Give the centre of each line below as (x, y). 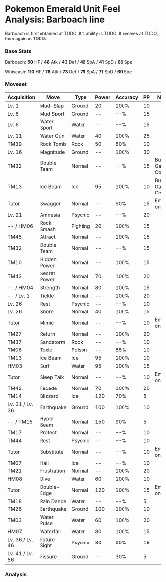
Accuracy (127, 97)
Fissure (48, 556)
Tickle (47, 296)
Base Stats (18, 51)
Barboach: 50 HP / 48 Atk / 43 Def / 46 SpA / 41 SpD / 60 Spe (69, 62)
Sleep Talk (52, 377)
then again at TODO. (26, 39)
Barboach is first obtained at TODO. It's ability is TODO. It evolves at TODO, (82, 33)
